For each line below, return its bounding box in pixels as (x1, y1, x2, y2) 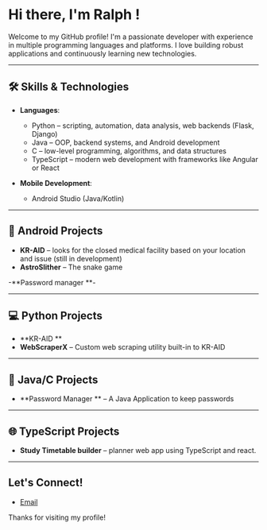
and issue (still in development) (19, 253, 122, 263)
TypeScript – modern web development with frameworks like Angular (31, 154, 258, 164)
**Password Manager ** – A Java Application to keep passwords (19, 394, 234, 404)
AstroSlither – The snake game (19, 262, 123, 272)
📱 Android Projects (8, 224, 103, 238)
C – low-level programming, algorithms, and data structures (31, 145, 226, 156)
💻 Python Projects (8, 308, 103, 323)
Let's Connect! (8, 476, 83, 489)
